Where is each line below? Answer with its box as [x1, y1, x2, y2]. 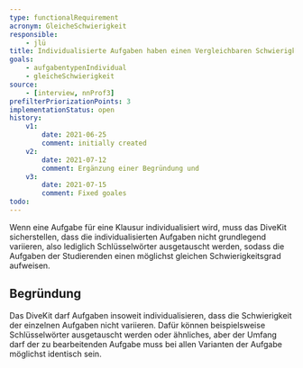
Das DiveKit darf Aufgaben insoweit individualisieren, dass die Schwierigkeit [9, 310, 292, 320]
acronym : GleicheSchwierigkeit [9, 22, 127, 31]
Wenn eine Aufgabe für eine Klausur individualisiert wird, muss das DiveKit [9, 221, 287, 232]
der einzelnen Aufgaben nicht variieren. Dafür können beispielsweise [9, 319, 266, 330]
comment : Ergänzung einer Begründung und [41, 164, 200, 173]
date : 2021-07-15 [41, 181, 106, 190]
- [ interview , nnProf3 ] [25, 88, 115, 97]
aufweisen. [9, 260, 51, 271]
